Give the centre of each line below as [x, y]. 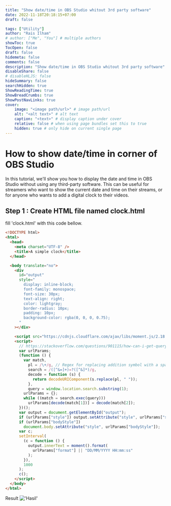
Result [12, 498]
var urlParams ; [35, 351]
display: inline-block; [49, 285]
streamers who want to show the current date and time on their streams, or [84, 189]
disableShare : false [27, 71]
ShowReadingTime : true [29, 90]
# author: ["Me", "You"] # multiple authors [53, 38]
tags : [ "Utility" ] [25, 29]
